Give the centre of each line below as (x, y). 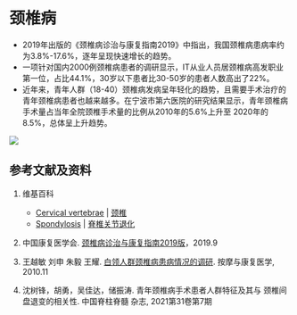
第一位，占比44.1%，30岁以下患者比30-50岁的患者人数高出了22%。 (148, 78)
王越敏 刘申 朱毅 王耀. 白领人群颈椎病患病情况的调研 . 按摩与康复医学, (148, 261)
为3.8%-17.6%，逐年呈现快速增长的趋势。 (99, 55)
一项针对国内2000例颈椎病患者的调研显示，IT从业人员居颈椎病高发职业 (153, 67)
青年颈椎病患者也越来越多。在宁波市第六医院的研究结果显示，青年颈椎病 (155, 100)
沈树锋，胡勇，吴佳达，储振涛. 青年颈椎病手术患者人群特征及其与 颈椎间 (154, 290)
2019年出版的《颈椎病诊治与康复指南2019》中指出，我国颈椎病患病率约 (153, 45)
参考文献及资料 (50, 170)
